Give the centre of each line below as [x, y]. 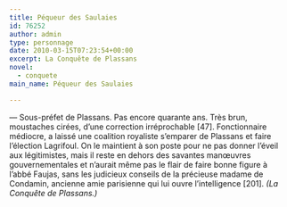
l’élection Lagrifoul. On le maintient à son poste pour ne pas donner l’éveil [144, 145]
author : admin [36, 34]
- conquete [37, 76]
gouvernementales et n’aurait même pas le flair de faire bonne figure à [139, 164]
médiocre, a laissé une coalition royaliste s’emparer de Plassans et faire [140, 136]
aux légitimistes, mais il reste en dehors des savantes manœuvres [130, 155]
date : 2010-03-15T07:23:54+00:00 [71, 51]
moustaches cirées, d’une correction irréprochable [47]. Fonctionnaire [138, 127]
